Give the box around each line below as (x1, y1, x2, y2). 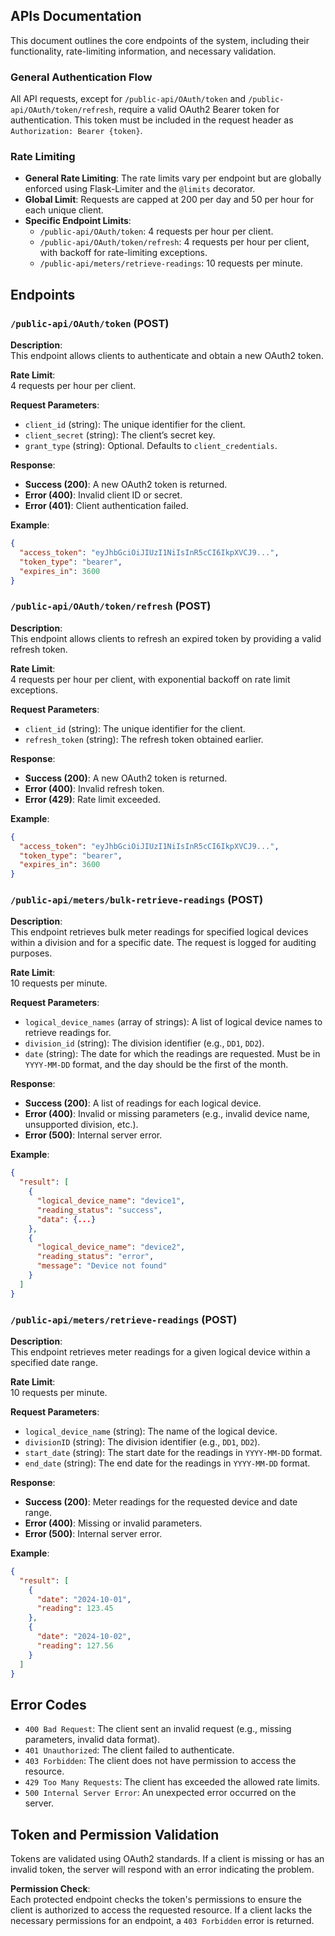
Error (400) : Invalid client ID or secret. (24, 489, 183, 501)
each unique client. (24, 204, 104, 216)
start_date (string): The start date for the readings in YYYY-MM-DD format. (24, 1446, 323, 1458)
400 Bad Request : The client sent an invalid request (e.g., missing (24, 1723, 292, 1735)
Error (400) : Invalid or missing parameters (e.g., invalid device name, (24, 1108, 310, 1120)
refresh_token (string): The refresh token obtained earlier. (24, 733, 264, 745)
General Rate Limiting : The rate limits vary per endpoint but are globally (24, 172, 322, 184)
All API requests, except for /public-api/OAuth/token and (10, 93, 247, 105)
